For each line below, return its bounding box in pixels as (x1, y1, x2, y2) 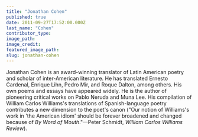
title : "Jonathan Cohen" (6, 8, 67, 15)
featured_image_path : (6, 47, 60, 53)
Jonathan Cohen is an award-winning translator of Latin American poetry (6, 68, 184, 75)
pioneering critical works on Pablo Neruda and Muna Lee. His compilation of (6, 93, 192, 101)
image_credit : (6, 42, 41, 48)
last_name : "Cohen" (6, 25, 54, 31)
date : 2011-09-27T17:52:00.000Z (6, 19, 86, 25)
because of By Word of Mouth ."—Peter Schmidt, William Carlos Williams (6, 118, 183, 125)
